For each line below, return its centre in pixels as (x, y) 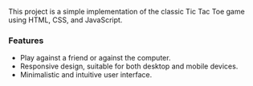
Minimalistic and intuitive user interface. (86, 75)
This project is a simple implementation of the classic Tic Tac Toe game (126, 12)
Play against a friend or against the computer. (95, 58)
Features (26, 41)
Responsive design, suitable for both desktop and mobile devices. (129, 66)
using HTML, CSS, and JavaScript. (65, 20)
